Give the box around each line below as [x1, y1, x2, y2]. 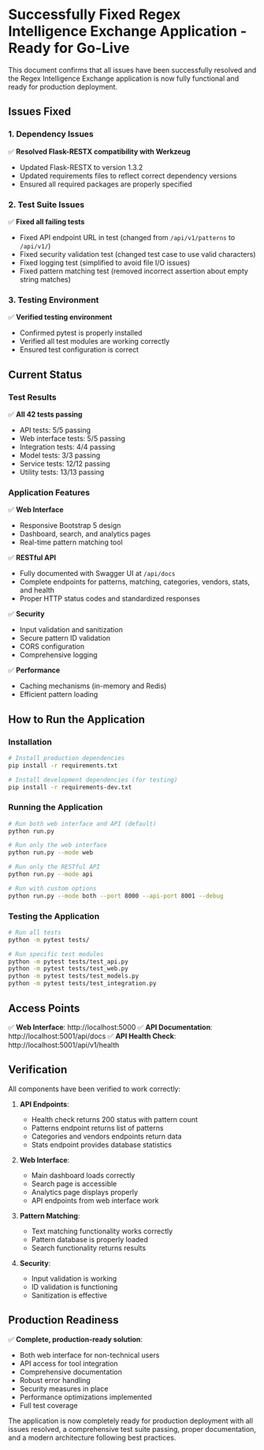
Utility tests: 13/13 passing [19, 467, 105, 476]
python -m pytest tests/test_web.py [8, 965, 128, 973]
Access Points [8, 1001, 80, 1015]
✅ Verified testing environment [8, 312, 113, 322]
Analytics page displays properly [31, 1187, 139, 1196]
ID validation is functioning [31, 1282, 118, 1291]
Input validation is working [31, 1274, 117, 1283]
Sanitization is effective [31, 1290, 108, 1300]
